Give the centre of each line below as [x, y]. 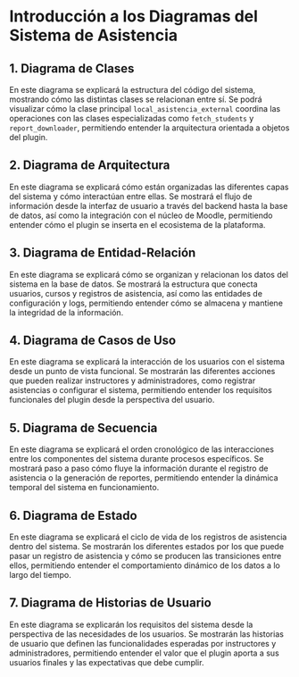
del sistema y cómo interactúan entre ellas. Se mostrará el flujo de [131, 196]
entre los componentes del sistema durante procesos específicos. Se [137, 459]
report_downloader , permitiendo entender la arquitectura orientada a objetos [149, 128]
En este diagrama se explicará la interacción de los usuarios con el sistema [147, 362]
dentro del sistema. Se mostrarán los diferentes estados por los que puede [146, 547]
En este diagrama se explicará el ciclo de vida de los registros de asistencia [148, 537]
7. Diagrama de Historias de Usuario [110, 603]
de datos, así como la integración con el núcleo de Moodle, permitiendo [141, 215]
